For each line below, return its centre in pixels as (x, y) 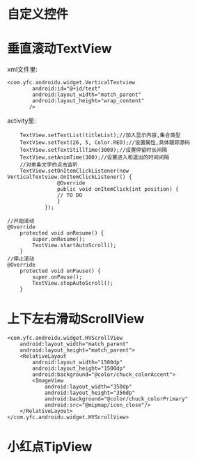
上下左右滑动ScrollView (76, 319)
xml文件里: (23, 70)
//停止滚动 (21, 259)
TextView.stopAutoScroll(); (73, 283)
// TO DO (69, 196)
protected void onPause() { (60, 271)
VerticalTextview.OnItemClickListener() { (70, 177)
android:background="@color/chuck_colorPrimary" (116, 399)
